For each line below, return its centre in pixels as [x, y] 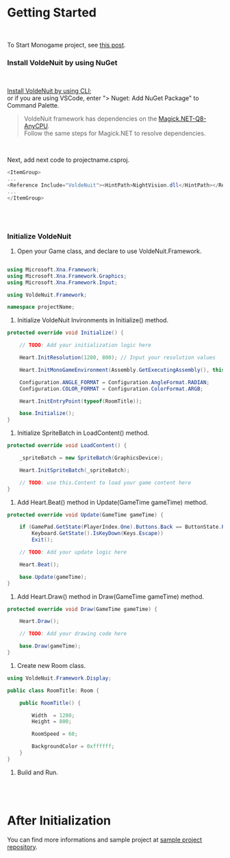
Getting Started [52, 13]
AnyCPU [36, 126]
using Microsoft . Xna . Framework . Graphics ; [67, 276]
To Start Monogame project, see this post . [66, 45]
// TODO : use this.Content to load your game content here [105, 482]
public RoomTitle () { [50, 703]
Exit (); [42, 540]
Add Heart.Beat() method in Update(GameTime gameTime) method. [112, 502]
